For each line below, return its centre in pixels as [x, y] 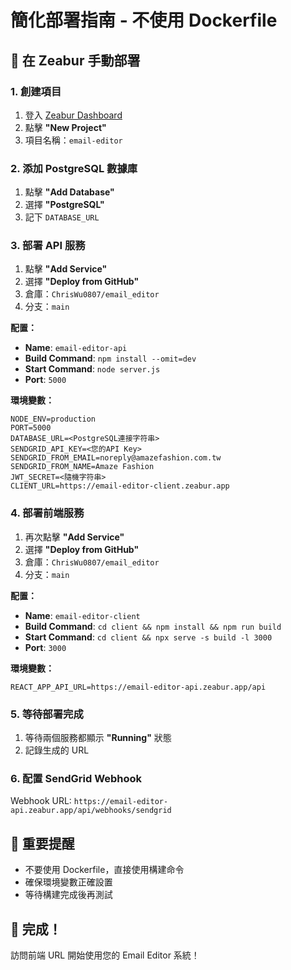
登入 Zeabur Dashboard [73, 115]
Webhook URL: [41, 801]
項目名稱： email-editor [73, 140]
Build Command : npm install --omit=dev [110, 358]
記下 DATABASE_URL [62, 217]
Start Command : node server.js [92, 369]
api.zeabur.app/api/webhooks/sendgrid [91, 811]
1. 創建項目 [36, 91]
